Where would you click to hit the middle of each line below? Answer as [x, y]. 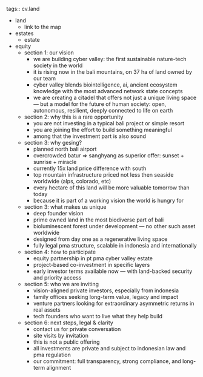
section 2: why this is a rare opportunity [74, 117]
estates [24, 33]
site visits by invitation [61, 336]
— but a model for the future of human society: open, [100, 104]
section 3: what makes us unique [65, 207]
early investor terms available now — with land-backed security [113, 271]
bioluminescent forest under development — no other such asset [114, 226]
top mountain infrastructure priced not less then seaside [103, 175]
